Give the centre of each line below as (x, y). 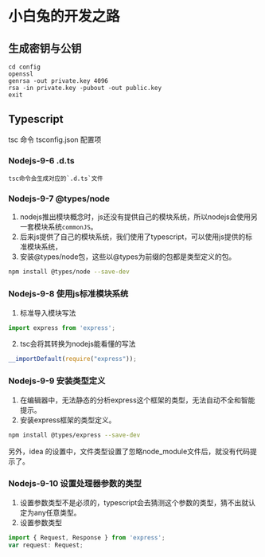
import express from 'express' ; (62, 328)
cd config (25, 67)
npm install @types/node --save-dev (69, 272)
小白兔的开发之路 (64, 16)
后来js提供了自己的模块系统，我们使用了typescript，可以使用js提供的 (132, 237)
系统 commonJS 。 (72, 227)
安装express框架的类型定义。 (68, 420)
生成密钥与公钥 (45, 48)
